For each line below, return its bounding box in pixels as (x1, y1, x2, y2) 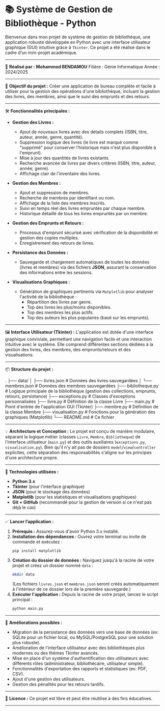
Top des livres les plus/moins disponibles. (27, 304, 112, 310)
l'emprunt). (19, 149, 42, 155)
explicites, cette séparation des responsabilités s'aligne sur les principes (5, 449, 152, 455)
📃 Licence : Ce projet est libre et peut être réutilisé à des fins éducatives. (5, 695, 153, 701)
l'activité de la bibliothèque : (19, 293, 77, 300)
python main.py (12, 606, 44, 611)
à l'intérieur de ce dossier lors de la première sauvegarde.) (12, 586, 131, 592)
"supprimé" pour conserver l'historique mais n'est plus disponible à (19, 144, 156, 150)
